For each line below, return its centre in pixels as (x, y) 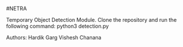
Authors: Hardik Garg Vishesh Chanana (54, 37)
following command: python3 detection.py (58, 26)
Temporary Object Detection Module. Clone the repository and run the (91, 20)
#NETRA (17, 9)
